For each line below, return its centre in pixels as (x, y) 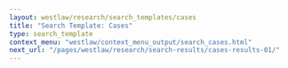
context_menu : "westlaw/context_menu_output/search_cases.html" (131, 42)
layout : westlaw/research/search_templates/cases (103, 17)
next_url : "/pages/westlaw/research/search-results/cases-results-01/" (144, 50)
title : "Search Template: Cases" (71, 26)
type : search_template (51, 34)
